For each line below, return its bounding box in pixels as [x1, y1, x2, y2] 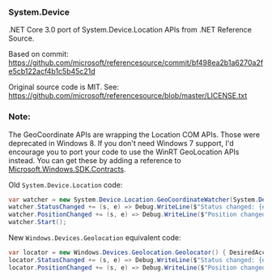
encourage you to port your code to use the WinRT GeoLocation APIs [8, 147, 240, 157]
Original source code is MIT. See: [8, 82, 120, 92]
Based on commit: [8, 50, 69, 59]
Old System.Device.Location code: [8, 179, 123, 189]
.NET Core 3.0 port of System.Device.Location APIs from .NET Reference [8, 25, 253, 35]
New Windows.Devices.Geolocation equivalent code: [8, 233, 181, 243]
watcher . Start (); [8, 218, 67, 226]
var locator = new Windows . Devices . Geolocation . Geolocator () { [8, 248, 227, 257]
